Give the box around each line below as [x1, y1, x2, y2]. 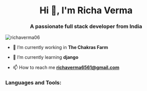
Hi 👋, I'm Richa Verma [39, 5, 133, 16]
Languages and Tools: [5, 79, 61, 86]
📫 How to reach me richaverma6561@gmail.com [12, 64, 119, 71]
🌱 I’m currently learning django [12, 54, 78, 60]
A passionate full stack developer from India [30, 23, 142, 30]
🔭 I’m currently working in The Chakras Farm [12, 44, 109, 51]
